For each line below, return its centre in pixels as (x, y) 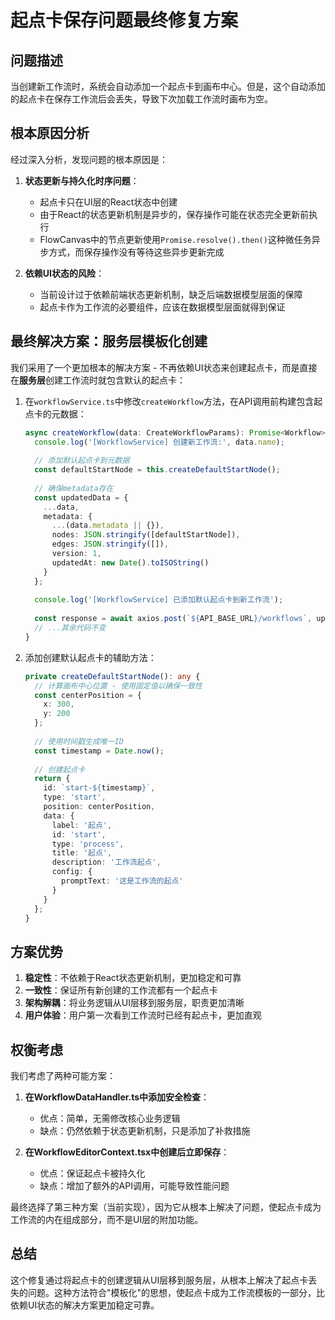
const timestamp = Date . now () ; (99, 751)
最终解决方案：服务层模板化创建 (109, 341)
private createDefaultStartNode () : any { (112, 676)
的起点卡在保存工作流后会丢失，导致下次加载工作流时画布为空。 (141, 99)
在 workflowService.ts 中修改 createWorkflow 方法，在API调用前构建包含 (169, 401)
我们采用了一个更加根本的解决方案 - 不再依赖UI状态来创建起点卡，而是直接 (164, 367)
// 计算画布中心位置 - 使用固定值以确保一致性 (118, 686)
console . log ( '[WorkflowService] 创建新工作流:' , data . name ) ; (159, 442)
